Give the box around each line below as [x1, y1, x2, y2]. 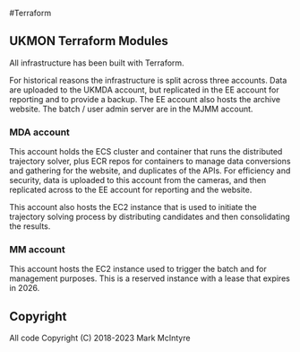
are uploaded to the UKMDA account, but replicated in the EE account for [9, 84, 279, 95]
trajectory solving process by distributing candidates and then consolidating [9, 211, 290, 223]
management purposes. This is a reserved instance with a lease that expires [9, 273, 291, 284]
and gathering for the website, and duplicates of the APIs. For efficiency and [9, 165, 291, 176]
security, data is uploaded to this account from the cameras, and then [9, 175, 267, 186]
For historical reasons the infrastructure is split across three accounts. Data [9, 75, 287, 85]
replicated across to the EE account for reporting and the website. [9, 184, 253, 196]
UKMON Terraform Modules [9, 33, 168, 48]
